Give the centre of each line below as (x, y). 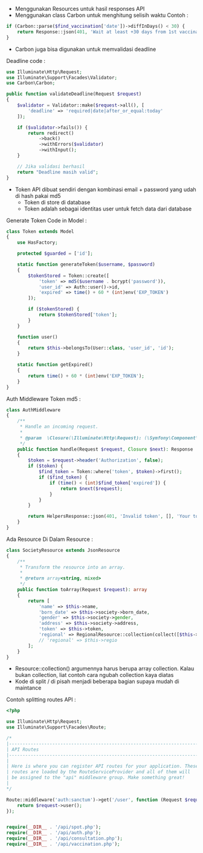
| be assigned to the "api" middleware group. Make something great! (96, 778)
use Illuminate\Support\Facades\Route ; (56, 727)
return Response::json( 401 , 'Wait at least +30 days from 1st (97, 32)
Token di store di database (57, 202)
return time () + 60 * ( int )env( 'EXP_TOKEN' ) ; (86, 376)
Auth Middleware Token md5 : (43, 399)
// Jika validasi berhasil (51, 166)
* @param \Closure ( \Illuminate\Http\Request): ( (83, 438)
